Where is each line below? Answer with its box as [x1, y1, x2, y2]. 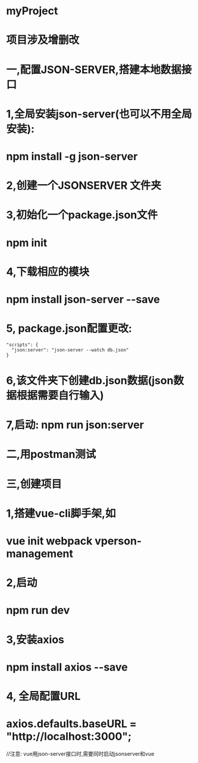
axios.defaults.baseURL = [6, 717, 137, 731]
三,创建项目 [6, 477, 62, 491]
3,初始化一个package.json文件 [6, 208, 158, 222]
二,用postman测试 [6, 448, 96, 461]
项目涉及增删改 [6, 33, 80, 47]
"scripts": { [6, 341, 39, 348]
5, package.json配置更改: [6, 322, 132, 335]
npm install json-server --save [6, 292, 161, 306]
